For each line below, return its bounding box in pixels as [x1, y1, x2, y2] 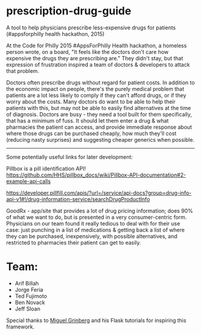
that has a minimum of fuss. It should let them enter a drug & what [6, 117, 169, 124]
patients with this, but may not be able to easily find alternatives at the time [6, 104, 191, 111]
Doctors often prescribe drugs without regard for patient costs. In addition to [6, 79, 195, 86]
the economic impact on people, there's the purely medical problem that [6, 85, 184, 92]
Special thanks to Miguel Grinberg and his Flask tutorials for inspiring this [6, 316, 187, 324]
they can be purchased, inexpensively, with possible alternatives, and [6, 232, 178, 240]
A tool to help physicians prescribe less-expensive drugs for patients [6, 24, 176, 31]
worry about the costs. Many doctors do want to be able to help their [6, 98, 176, 105]
